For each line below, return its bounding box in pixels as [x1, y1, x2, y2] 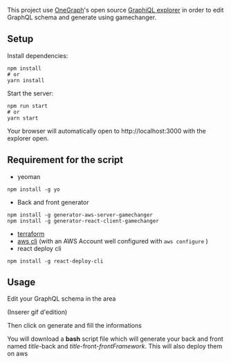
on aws [7, 349, 28, 358]
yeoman [17, 172, 41, 180]
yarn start [7, 114, 39, 122]
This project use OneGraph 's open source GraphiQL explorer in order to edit [7, 6, 224, 14]
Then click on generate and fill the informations [7, 322, 142, 330]
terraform [17, 230, 45, 238]
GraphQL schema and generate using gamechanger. [7, 13, 157, 21]
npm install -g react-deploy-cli [7, 257, 104, 265]
